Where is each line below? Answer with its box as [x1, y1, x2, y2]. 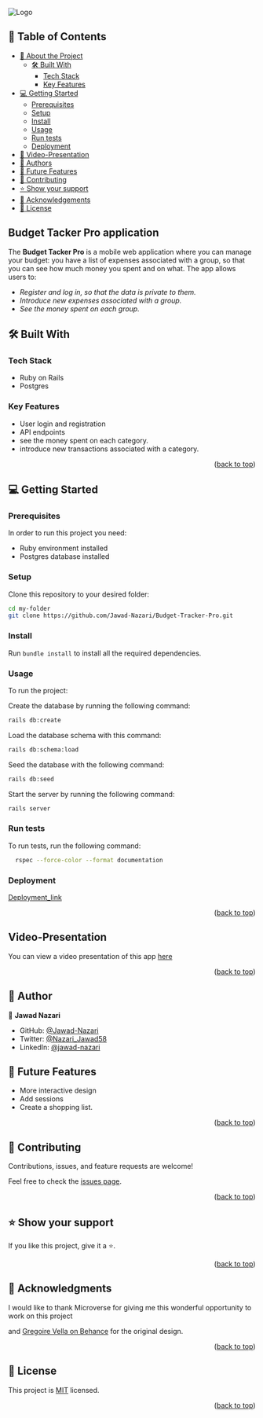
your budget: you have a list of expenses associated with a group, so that [8, 255, 246, 265]
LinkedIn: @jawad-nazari [19, 1042, 100, 1052]
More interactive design [19, 1086, 97, 1096]
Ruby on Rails [19, 373, 64, 383]
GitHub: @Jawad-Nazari [19, 1026, 99, 1035]
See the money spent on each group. [19, 303, 140, 314]
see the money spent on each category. [19, 435, 149, 445]
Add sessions [19, 1094, 64, 1104]
